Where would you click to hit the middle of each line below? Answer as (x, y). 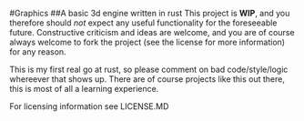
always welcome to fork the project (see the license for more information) (147, 42)
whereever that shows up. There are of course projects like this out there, (147, 79)
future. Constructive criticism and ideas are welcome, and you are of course (152, 32)
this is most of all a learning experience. (84, 89)
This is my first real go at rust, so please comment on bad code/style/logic (149, 69)
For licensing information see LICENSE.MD (89, 106)
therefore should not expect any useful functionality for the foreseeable (143, 23)
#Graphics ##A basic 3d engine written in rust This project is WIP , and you (150, 13)
